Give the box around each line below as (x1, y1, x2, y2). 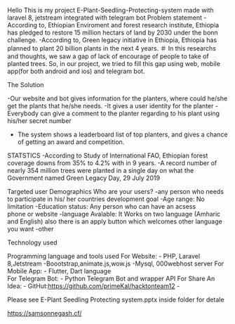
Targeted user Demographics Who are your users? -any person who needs (7, 188, 224, 195)
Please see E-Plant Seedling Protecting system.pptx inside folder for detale (7, 295, 224, 304)
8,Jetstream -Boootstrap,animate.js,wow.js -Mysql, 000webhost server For (7, 259, 224, 268)
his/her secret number (7, 117, 72, 125)
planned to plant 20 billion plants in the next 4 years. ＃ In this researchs (7, 44, 216, 52)
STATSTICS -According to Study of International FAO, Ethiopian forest (7, 151, 208, 160)
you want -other (7, 225, 54, 233)
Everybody (7, 109, 39, 117)
